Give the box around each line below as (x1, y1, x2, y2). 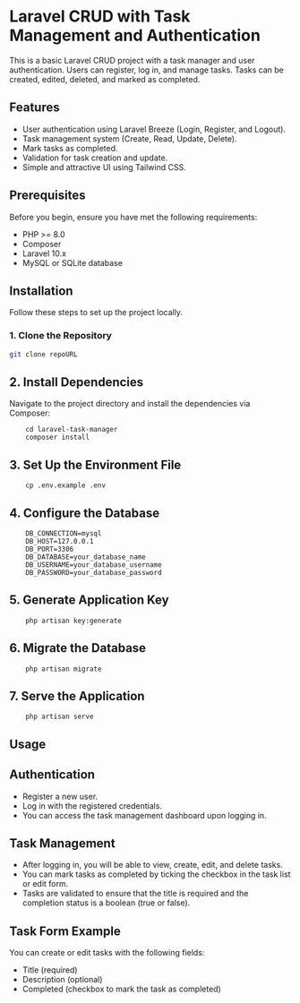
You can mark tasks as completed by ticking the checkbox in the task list (21, 869, 291, 879)
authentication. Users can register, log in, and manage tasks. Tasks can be (9, 64, 284, 75)
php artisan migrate (25, 664, 102, 673)
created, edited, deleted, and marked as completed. (9, 73, 201, 84)
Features (9, 100, 60, 116)
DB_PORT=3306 (25, 544, 74, 553)
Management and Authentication (9, 25, 261, 46)
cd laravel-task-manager (25, 425, 118, 434)
